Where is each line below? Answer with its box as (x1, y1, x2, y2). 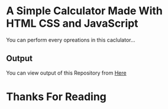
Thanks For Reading (6, 90, 106, 103)
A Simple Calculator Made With (6, 4, 163, 18)
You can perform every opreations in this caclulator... (6, 36, 135, 43)
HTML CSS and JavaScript (6, 17, 138, 30)
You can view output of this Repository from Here (6, 69, 127, 76)
